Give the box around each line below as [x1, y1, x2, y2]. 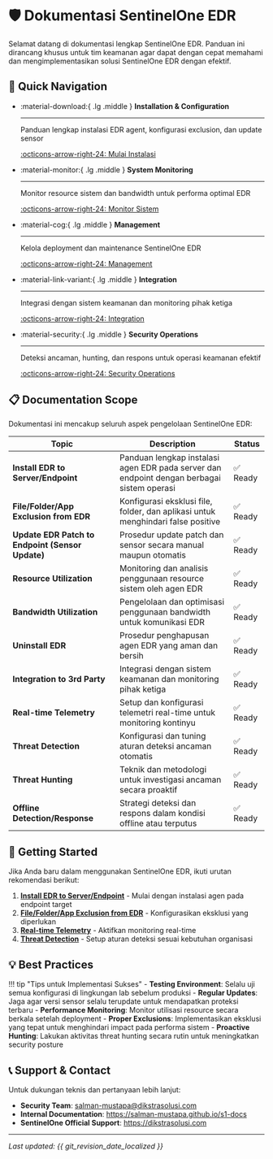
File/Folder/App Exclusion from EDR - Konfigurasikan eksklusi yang [19, 908, 249, 918]
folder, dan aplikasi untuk [119, 506, 216, 517]
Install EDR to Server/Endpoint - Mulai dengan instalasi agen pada [19, 891, 245, 901]
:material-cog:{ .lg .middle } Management [19, 219, 161, 229]
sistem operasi [119, 482, 176, 493]
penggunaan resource [119, 572, 205, 584]
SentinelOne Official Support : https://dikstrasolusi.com [19, 1118, 207, 1127]
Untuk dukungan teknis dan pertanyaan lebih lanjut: [8, 1085, 181, 1094]
